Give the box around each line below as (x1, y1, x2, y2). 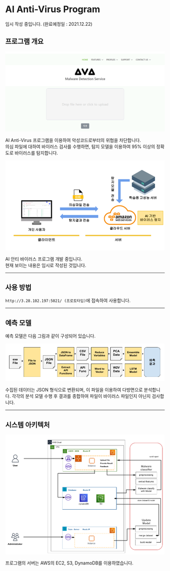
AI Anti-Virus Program (5, 4, 100, 15)
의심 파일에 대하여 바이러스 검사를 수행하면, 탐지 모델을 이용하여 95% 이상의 (5, 143, 155, 150)
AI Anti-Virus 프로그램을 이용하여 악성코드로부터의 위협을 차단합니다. (5, 137, 141, 143)
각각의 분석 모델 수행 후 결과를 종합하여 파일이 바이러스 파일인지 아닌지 (12, 393, 151, 399)
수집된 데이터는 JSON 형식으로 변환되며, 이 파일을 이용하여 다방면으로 (5, 387, 143, 393)
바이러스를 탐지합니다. (14, 150, 58, 156)
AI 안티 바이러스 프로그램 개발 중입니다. (5, 256, 82, 262)
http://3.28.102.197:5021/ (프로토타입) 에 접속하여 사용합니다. (5, 297, 131, 303)
